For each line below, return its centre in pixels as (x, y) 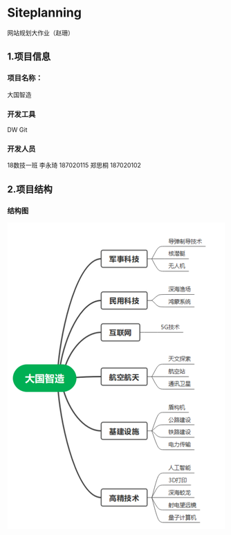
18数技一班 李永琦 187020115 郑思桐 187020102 (74, 165)
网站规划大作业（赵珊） (40, 33)
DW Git (17, 129)
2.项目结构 (30, 189)
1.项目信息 (29, 57)
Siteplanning (44, 13)
